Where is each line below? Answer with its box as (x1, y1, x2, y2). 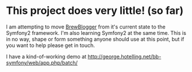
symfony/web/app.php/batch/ (6, 59, 78, 66)
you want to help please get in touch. (6, 42, 95, 49)
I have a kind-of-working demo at (6, 53, 86, 60)
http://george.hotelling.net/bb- (87, 53, 162, 60)
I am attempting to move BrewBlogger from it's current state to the (6, 23, 166, 30)
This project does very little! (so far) (6, 4, 184, 17)
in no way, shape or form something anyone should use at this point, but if (6, 35, 184, 42)
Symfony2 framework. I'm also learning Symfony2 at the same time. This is (6, 29, 187, 36)
